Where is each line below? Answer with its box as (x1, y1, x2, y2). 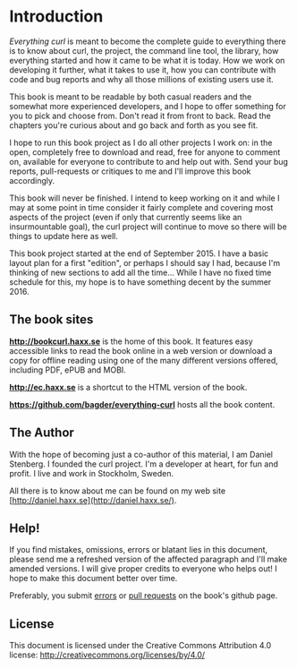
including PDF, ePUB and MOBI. (9, 365, 127, 375)
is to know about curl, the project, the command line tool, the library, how (9, 45, 279, 56)
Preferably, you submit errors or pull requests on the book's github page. (9, 590, 278, 601)
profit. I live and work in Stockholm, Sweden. (9, 467, 174, 478)
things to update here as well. (9, 230, 118, 241)
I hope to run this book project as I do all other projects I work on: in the (9, 137, 273, 148)
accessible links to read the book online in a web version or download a (9, 345, 273, 356)
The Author (9, 425, 74, 441)
